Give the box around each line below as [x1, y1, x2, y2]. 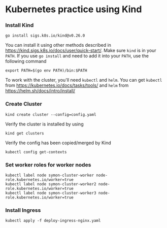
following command [5, 58, 47, 64]
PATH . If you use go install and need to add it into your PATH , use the [5, 53, 149, 59]
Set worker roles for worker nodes [5, 161, 91, 168]
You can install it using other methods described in [5, 42, 112, 48]
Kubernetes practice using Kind [5, 4, 142, 15]
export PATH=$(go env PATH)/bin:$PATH [5, 68, 87, 73]
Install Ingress [5, 207, 41, 214]
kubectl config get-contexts [5, 149, 67, 154]
